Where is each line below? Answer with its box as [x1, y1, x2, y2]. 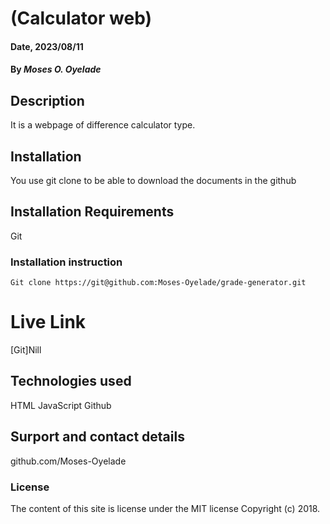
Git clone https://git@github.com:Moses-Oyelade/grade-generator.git [10, 278, 307, 288]
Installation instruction [10, 255, 123, 269]
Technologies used [10, 373, 132, 390]
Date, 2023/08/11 [10, 40, 84, 52]
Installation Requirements [10, 203, 175, 221]
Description [10, 92, 85, 109]
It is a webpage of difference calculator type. [10, 119, 196, 131]
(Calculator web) [10, 7, 152, 30]
